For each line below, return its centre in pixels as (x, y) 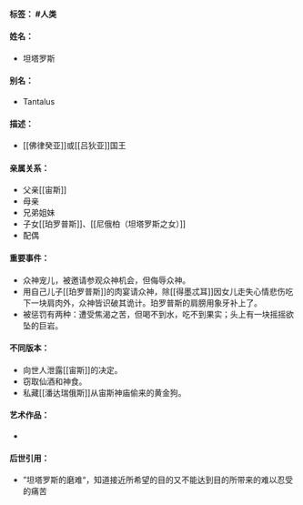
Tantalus (39, 101)
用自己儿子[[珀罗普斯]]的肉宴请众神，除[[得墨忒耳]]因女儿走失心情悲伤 (154, 291)
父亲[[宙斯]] (45, 190)
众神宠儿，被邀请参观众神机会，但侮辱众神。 (106, 280)
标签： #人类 (33, 14)
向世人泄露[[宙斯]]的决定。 (72, 369)
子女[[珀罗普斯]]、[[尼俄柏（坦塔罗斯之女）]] (104, 224)
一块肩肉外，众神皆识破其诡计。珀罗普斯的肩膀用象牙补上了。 (146, 303)
